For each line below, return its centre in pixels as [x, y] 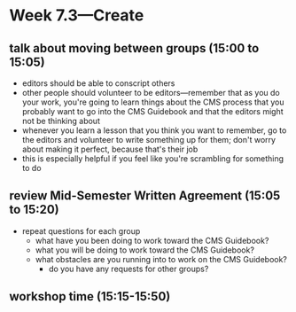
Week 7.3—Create [77, 16]
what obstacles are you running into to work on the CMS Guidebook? [161, 259]
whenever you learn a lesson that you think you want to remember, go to [154, 130]
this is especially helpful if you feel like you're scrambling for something [153, 159]
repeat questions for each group [81, 230]
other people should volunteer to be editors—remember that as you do [151, 93]
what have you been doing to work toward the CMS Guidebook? [152, 240]
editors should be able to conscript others [98, 83]
